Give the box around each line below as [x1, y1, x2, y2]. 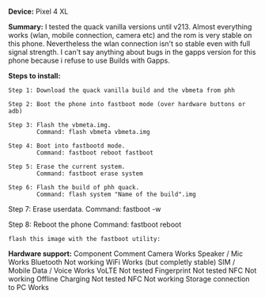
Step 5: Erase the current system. [8, 162, 126, 170]
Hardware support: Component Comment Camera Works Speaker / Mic [8, 249, 244, 258]
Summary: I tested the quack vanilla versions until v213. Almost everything [8, 22, 252, 31]
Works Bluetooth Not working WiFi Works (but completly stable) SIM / [8, 258, 236, 266]
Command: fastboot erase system [36, 170, 144, 178]
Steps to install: [8, 71, 61, 80]
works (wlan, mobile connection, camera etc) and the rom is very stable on [8, 31, 252, 40]
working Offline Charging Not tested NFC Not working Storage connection [8, 274, 251, 284]
